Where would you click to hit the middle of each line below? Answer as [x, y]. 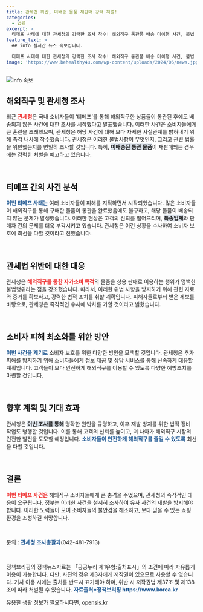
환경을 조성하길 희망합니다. [38, 518]
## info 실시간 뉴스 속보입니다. [47, 46]
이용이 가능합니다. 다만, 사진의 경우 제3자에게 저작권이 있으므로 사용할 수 [92, 574]
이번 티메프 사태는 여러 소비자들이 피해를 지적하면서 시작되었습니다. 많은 [91, 203]
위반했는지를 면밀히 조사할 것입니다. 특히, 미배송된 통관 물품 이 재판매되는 [98, 147]
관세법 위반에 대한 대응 [46, 266]
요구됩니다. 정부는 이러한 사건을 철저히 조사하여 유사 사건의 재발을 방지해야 [105, 502]
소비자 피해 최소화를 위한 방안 [58, 337]
